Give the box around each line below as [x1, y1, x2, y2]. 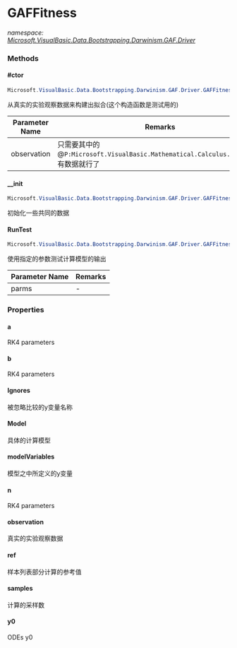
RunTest [7, 225, 32, 234]
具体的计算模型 [7, 436, 51, 444]
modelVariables [7, 452, 55, 461]
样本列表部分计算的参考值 [7, 567, 82, 576]
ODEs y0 [7, 633, 33, 642]
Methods [7, 53, 39, 63]
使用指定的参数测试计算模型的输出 [7, 254, 107, 263]
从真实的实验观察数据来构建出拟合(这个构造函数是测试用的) [7, 100, 179, 109]
